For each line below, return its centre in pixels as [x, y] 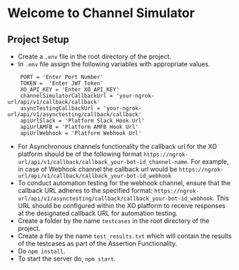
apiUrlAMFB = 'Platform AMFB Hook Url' [80, 127]
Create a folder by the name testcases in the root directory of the [113, 221]
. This [221, 198]
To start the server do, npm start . [67, 259]
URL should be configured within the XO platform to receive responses [122, 206]
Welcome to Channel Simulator [101, 13]
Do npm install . [41, 251]
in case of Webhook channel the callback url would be [97, 169]
